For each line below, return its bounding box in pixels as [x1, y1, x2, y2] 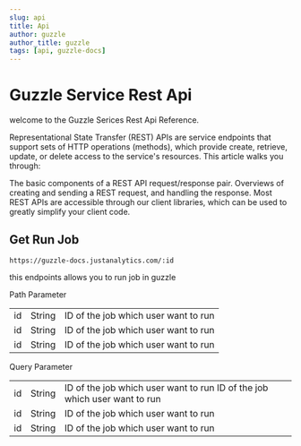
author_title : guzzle [9, 38, 90, 47]
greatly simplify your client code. [9, 207, 131, 218]
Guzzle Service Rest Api [9, 85, 193, 106]
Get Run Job [9, 232, 80, 247]
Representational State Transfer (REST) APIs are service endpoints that [9, 132, 271, 143]
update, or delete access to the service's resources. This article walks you [9, 151, 284, 162]
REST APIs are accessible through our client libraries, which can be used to [9, 197, 288, 208]
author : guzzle [9, 30, 66, 39]
